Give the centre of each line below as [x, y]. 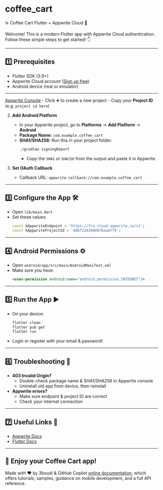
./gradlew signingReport [44, 149]
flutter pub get [28, 327]
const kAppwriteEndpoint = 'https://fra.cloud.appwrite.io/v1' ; [78, 226]
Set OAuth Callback [32, 168]
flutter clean [26, 322]
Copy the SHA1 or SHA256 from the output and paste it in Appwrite [91, 158]
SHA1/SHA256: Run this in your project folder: [66, 140]
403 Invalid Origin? [32, 376]
